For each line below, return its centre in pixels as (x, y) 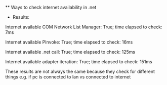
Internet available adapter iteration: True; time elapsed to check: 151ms (79, 62)
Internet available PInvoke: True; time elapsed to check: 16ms (69, 42)
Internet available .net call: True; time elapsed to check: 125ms (70, 52)
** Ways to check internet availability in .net (51, 7)
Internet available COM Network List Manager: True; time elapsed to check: (84, 27)
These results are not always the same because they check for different (80, 71)
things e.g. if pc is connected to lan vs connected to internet (68, 77)
